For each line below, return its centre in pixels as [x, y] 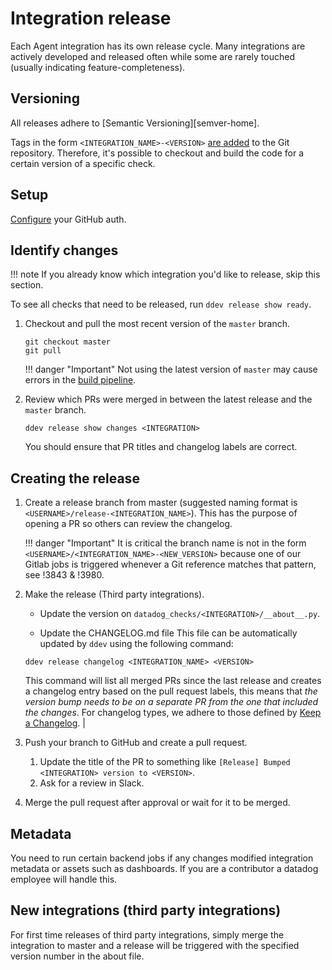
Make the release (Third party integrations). [114, 594]
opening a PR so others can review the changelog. [128, 524]
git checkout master [67, 342]
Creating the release [75, 478]
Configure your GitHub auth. [68, 219]
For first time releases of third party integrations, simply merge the [147, 934]
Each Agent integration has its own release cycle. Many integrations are [158, 46]
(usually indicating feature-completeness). [98, 67]
